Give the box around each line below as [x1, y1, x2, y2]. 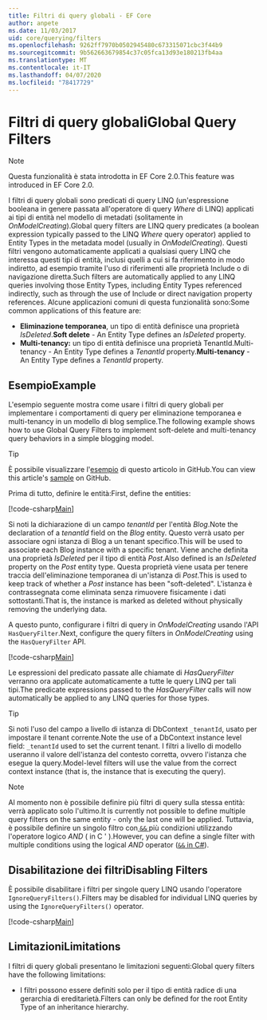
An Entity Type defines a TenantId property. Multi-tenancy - [53, 347, 250, 356]
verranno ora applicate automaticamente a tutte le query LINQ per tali [8, 677, 237, 686]
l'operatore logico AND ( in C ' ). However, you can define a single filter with [8, 831, 255, 841]
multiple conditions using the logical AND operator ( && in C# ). [8, 840, 210, 850]
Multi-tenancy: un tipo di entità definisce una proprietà [19, 339, 202, 348]
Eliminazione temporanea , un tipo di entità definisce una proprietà [19, 321, 240, 331]
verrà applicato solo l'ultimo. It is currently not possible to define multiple [8, 806, 245, 816]
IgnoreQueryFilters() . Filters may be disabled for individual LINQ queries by [8, 893, 257, 903]
